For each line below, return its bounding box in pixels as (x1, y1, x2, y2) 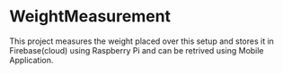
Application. (9, 54, 54, 65)
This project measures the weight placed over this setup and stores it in (9, 36, 274, 46)
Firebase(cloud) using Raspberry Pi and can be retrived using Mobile (9, 45, 264, 55)
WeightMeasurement (9, 6, 172, 27)
